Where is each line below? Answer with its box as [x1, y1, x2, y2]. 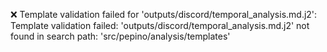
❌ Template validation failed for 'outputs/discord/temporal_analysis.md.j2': [10, 9, 318, 20]
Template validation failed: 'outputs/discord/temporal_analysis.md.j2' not [10, 20, 310, 31]
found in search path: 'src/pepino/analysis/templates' [10, 30, 231, 42]
